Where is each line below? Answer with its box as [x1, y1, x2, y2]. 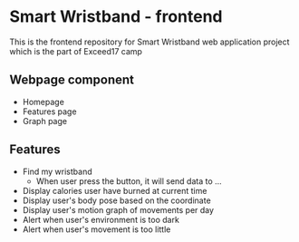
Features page [22, 106, 77, 117]
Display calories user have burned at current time [22, 185, 207, 196]
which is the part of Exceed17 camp [9, 45, 143, 56]
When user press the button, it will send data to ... [35, 175, 222, 187]
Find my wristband [22, 166, 92, 177]
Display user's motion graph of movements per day [22, 204, 215, 215]
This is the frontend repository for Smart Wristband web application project [9, 36, 290, 47]
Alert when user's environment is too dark [22, 214, 179, 225]
